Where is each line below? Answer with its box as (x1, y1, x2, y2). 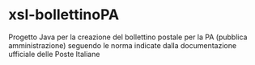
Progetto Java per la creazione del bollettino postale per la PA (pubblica (8, 32, 248, 42)
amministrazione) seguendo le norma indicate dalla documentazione (8, 40, 237, 50)
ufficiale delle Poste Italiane (8, 49, 100, 59)
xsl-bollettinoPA (8, 6, 120, 24)
